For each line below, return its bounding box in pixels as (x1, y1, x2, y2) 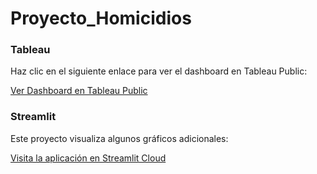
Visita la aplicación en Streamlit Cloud (10, 152, 167, 164)
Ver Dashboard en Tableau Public (10, 85, 148, 97)
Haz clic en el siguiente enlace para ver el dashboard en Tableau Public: (10, 65, 308, 77)
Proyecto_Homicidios (10, 7, 192, 30)
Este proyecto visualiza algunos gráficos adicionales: (10, 132, 229, 144)
